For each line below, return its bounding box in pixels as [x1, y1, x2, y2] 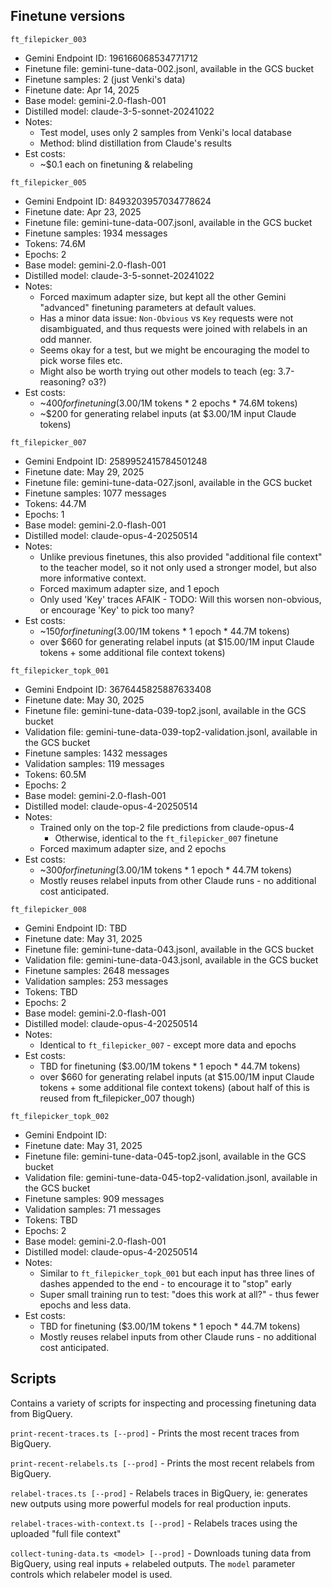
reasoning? [39, 375, 87, 388]
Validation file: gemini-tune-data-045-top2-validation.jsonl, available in [24, 1171, 318, 1183]
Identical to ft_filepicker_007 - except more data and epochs [39, 1039, 297, 1051]
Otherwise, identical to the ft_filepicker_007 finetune [54, 832, 279, 844]
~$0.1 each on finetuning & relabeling [39, 158, 193, 170]
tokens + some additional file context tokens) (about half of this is [39, 1081, 310, 1093]
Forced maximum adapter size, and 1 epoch [39, 582, 220, 594]
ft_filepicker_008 [10, 904, 87, 914]
